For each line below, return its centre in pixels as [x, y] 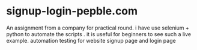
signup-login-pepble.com [72, 11]
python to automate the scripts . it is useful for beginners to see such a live [98, 34]
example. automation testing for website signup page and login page [91, 40]
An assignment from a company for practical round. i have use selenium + [98, 28]
